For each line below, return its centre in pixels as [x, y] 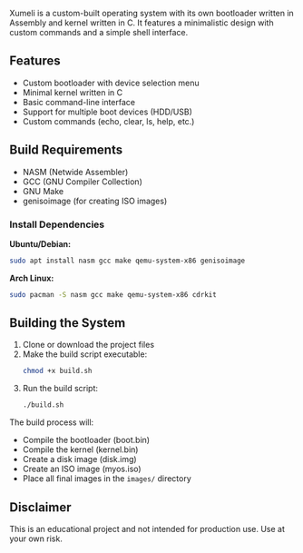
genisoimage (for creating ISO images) [95, 201]
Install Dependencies [57, 224]
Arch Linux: [32, 278]
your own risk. [36, 538]
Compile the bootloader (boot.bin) [86, 440]
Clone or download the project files [88, 345]
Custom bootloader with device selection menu [111, 83]
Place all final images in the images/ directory [107, 479]
